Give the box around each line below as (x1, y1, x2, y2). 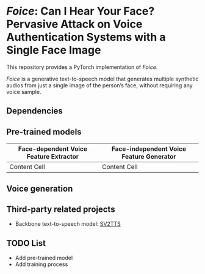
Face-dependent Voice (18, 145, 87, 153)
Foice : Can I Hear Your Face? (6, 4, 155, 18)
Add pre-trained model (15, 254, 73, 262)
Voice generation (6, 183, 73, 193)
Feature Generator (121, 153, 176, 161)
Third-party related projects (6, 204, 115, 214)
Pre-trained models (6, 126, 82, 137)
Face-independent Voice (111, 145, 186, 153)
